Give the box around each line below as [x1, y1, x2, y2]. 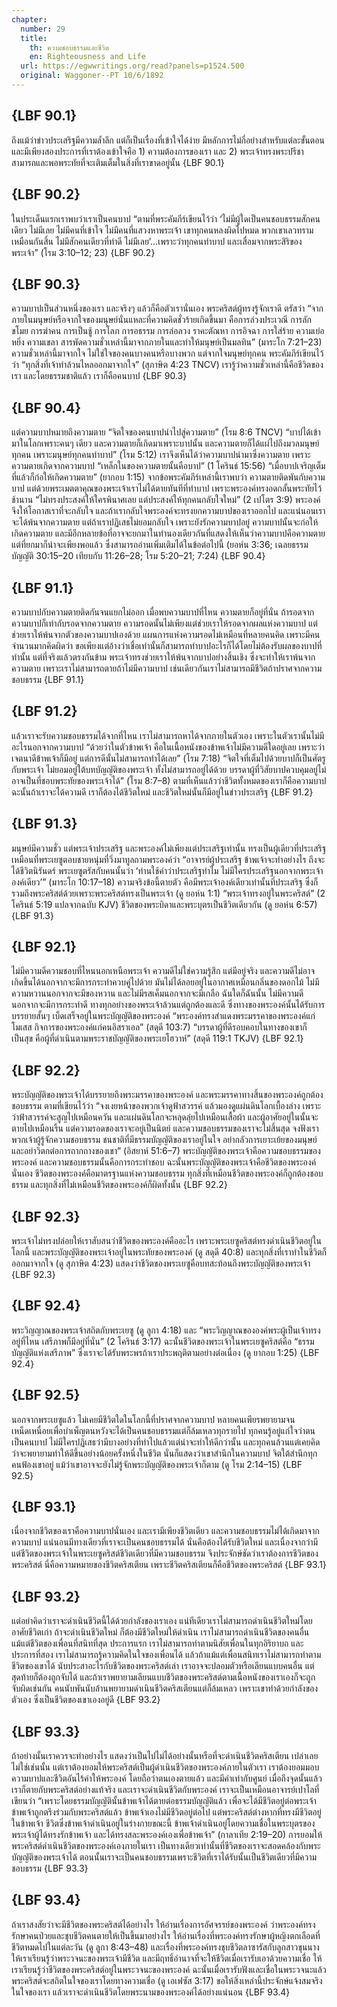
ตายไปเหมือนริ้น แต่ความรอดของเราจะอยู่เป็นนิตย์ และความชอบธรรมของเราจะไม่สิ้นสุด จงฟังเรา [11, 1122, 319, 1135]
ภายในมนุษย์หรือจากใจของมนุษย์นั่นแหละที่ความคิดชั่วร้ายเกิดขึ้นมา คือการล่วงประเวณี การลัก [11, 314, 312, 326]
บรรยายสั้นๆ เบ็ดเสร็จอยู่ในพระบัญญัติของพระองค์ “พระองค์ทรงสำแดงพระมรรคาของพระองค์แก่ [11, 1010, 316, 1022]
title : [20, 33, 48, 43]
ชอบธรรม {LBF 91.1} [11, 673, 85, 685]
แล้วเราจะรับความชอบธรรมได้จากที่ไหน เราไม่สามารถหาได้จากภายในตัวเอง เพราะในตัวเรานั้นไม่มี [11, 729, 325, 741]
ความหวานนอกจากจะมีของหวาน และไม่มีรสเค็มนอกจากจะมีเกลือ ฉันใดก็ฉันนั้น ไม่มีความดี [11, 987, 304, 1000]
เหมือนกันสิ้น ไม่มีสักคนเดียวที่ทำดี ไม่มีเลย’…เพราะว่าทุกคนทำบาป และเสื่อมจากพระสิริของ [11, 235, 303, 247]
